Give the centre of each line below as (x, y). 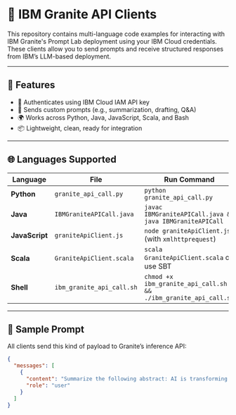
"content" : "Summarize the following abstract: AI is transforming (127, 379)
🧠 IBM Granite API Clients (82, 14)
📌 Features (31, 85)
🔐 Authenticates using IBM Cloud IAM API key (83, 102)
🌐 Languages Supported (62, 160)
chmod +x (159, 277)
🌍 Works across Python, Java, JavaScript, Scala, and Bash (103, 117)
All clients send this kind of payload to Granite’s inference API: (97, 346)
